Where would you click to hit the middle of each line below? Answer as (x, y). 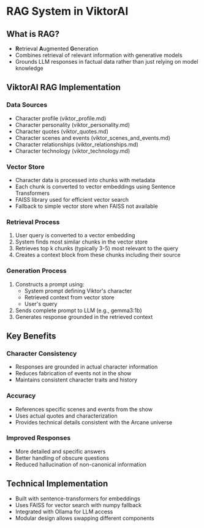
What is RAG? (33, 34)
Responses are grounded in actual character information (86, 367)
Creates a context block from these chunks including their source (98, 255)
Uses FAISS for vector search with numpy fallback (78, 505)
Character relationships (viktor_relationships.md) (77, 144)
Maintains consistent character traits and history (76, 380)
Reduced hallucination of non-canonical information (81, 464)
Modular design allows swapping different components (85, 518)
